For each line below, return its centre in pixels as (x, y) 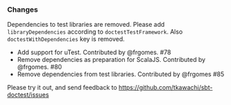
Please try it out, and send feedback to (62, 88)
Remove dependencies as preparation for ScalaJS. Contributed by (111, 60)
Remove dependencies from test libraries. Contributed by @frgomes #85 (121, 74)
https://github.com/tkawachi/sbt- (165, 88)
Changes (23, 10)
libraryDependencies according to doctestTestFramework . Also (95, 32)
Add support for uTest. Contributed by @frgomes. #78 (94, 52)
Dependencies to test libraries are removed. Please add (86, 25)
